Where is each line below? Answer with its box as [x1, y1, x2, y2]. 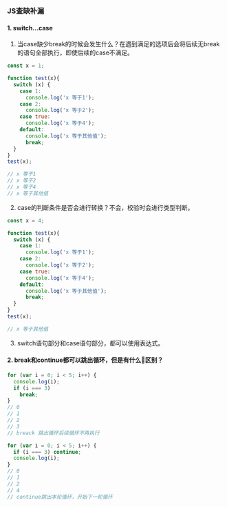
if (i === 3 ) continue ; [13, 448, 81, 455]
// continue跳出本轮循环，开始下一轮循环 [7, 493, 113, 500]
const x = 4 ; [7, 217, 45, 224]
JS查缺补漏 [7, 6, 45, 15]
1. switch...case [7, 23, 53, 32]
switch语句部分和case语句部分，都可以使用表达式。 [17, 338, 164, 347]
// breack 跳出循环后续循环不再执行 [7, 430, 100, 437]
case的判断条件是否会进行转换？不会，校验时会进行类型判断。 [17, 203, 194, 211]
